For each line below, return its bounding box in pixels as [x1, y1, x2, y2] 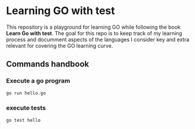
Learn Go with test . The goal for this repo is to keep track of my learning [6, 29, 183, 36]
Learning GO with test [6, 4, 115, 18]
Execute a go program [6, 77, 71, 85]
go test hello [6, 117, 41, 123]
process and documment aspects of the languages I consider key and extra [6, 36, 190, 43]
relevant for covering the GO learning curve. [6, 42, 113, 49]
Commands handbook [6, 59, 90, 69]
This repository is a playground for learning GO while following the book [6, 23, 181, 30]
